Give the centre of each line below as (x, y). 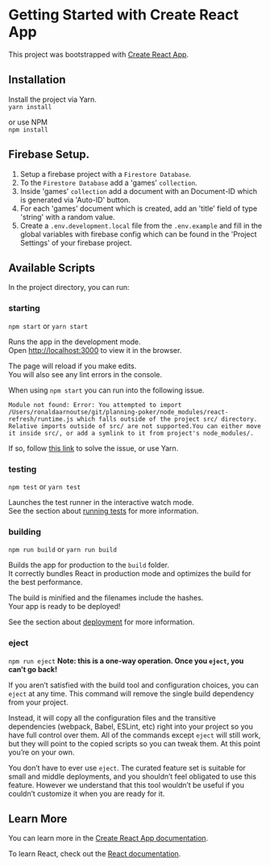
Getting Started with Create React (124, 15)
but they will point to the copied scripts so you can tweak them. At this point (134, 743)
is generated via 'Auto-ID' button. (75, 200)
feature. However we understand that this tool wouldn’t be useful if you (126, 784)
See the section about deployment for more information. (102, 622)
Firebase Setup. (49, 155)
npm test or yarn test (45, 486)
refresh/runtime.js (41, 419)
